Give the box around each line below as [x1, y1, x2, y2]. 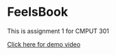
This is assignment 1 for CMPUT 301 [7, 27, 110, 35]
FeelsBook [7, 4, 69, 20]
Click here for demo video [7, 40, 81, 48]
